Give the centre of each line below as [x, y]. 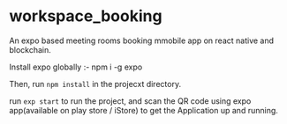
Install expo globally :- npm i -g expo [76, 67]
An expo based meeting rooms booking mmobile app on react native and [142, 40]
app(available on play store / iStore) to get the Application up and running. [143, 110]
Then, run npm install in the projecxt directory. [95, 84]
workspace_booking [86, 16]
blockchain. [30, 49]
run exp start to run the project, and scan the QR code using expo [130, 101]
